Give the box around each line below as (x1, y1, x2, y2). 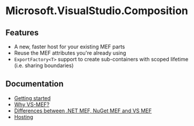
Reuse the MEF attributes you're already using (14, 49, 126, 57)
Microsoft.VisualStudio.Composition (5, 4, 189, 18)
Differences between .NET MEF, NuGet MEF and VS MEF (14, 107, 152, 114)
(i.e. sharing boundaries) (14, 62, 74, 69)
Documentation (5, 79, 64, 89)
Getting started (14, 94, 51, 101)
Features (5, 28, 39, 38)
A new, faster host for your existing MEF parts (14, 43, 125, 50)
